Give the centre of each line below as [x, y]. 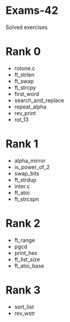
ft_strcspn [27, 199]
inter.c [22, 186]
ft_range [25, 240]
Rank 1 [22, 144]
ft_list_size [27, 259]
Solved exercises [27, 27]
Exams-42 [32, 11]
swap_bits [27, 173]
